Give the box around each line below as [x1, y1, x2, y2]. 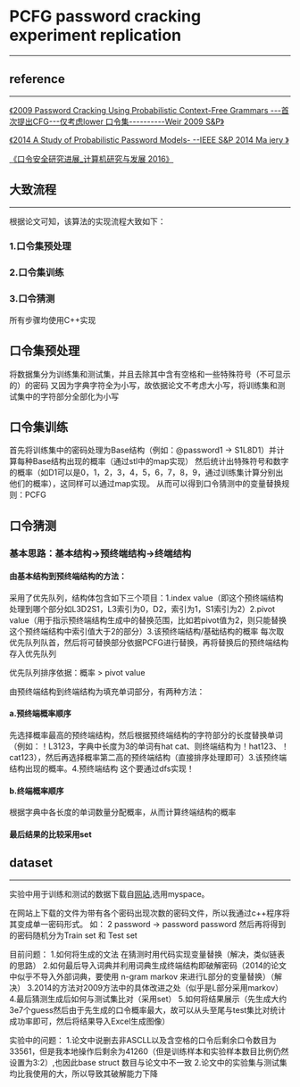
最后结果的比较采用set [9, 828, 92, 840]
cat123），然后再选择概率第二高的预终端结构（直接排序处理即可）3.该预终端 [9, 752, 287, 763]
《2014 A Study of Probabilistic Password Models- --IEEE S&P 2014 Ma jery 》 [9, 134, 289, 145]
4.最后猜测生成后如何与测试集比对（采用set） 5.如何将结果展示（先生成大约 [9, 993, 287, 1004]
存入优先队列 [9, 648, 56, 659]
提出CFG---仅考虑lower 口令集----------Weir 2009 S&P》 [16, 116, 225, 127]
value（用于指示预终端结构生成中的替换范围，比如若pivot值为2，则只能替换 [9, 614, 287, 626]
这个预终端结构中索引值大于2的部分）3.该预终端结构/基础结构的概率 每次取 [9, 626, 284, 636]
